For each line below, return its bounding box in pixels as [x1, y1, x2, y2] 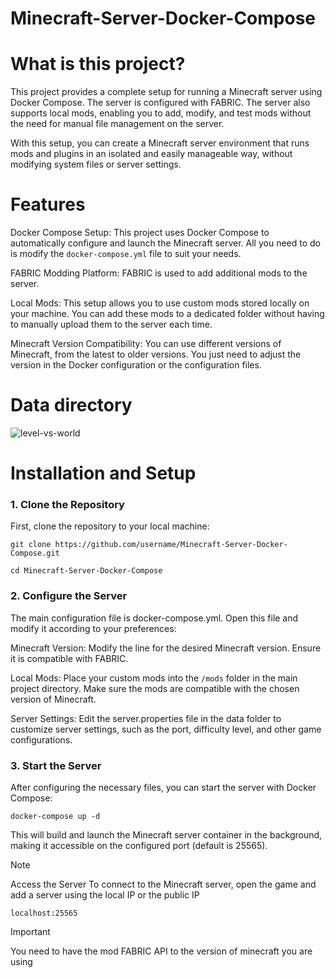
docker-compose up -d [10, 812, 101, 822]
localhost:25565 [10, 908, 78, 919]
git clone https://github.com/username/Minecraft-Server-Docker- [10, 540, 288, 550]
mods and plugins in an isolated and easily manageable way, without [10, 148, 293, 160]
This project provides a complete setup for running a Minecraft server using [10, 86, 323, 98]
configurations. [10, 733, 73, 746]
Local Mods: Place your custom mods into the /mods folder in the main [10, 672, 298, 684]
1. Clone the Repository [10, 498, 125, 512]
